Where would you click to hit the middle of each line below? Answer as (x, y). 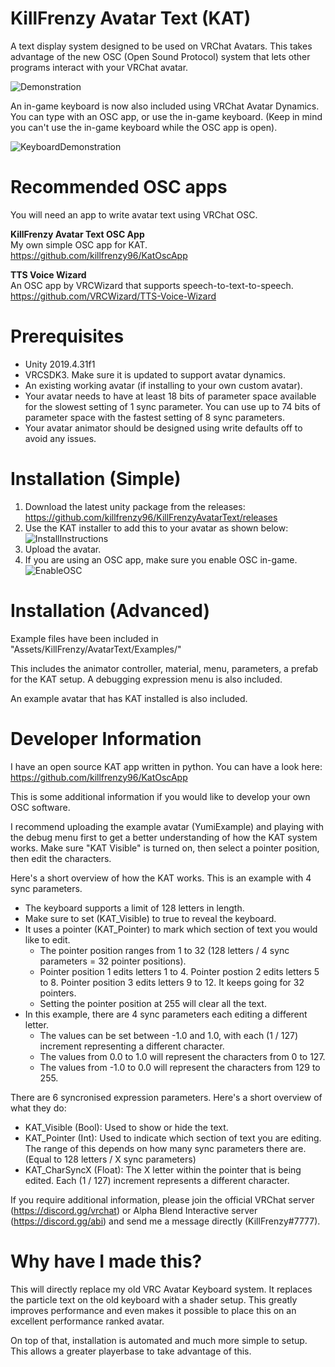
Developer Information (106, 738)
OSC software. (40, 807)
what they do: (38, 1108)
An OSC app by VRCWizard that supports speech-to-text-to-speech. (152, 285)
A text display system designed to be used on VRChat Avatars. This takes (161, 46)
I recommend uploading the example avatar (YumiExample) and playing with (167, 826)
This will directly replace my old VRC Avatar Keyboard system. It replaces (161, 1289)
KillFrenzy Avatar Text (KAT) (131, 18)
